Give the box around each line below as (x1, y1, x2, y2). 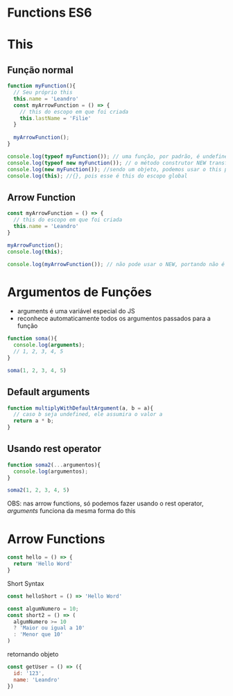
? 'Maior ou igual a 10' (13, 625, 85, 632)
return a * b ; (13, 417, 54, 424)
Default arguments (7, 386, 90, 398)
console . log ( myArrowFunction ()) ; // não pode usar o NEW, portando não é (7, 261, 225, 268)
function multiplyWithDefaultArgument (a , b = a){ (7, 404, 154, 412)
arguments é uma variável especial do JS (17, 307, 135, 315)
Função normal (7, 64, 74, 76)
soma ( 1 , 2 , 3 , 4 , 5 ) (7, 367, 67, 374)
